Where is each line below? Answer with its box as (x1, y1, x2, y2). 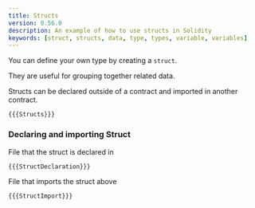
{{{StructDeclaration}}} (8, 163, 91, 171)
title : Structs (8, 11, 59, 20)
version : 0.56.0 (8, 19, 62, 27)
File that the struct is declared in (8, 147, 114, 156)
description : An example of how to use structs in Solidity (8, 26, 213, 34)
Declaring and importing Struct (8, 129, 131, 140)
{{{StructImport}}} (8, 192, 73, 200)
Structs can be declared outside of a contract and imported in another (8, 87, 238, 96)
